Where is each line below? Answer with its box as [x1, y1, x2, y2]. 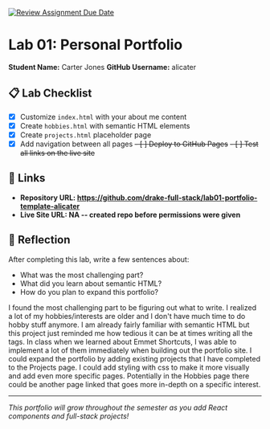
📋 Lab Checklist [8, 87, 92, 100]
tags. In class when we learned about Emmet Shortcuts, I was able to [8, 337, 237, 346]
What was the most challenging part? [19, 270, 144, 280]
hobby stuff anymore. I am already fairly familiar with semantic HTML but [8, 320, 250, 329]
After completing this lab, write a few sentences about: [8, 254, 190, 264]
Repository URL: [19, 193, 76, 202]
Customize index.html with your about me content [19, 112, 187, 121]
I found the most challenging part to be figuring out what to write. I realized [8, 302, 257, 313]
